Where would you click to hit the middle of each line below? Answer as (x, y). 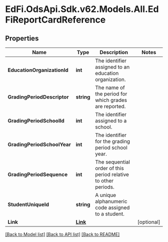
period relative (112, 174)
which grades (111, 100)
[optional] (149, 222)
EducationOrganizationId (38, 70)
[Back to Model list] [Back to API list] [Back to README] (62, 234)
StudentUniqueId (28, 204)
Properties (22, 38)
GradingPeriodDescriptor (38, 97)
